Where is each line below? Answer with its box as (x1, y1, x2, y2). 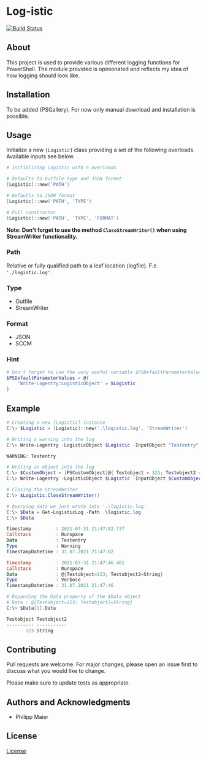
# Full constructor (6, 209, 56, 215)
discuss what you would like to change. (6, 667, 106, 675)
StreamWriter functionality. (6, 232, 78, 240)
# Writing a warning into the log (6, 436, 95, 442)
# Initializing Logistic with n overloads (6, 164, 116, 171)
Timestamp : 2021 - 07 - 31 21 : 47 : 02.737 (6, 526, 124, 532)
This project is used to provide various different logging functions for (6, 58, 180, 66)
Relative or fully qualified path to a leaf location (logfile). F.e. (6, 262, 158, 269)
